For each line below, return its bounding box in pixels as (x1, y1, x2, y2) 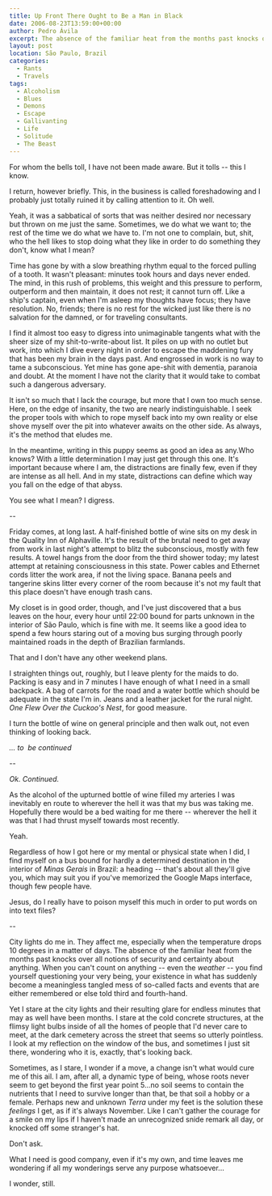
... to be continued (9, 742, 72, 753)
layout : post (9, 42, 53, 50)
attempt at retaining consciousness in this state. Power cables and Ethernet (9, 561, 261, 570)
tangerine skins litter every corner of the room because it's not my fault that (9, 578, 262, 587)
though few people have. (9, 881, 92, 891)
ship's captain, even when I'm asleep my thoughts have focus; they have (9, 295, 251, 304)
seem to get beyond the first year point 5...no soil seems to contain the (9, 1079, 245, 1089)
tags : (9, 79, 27, 87)
